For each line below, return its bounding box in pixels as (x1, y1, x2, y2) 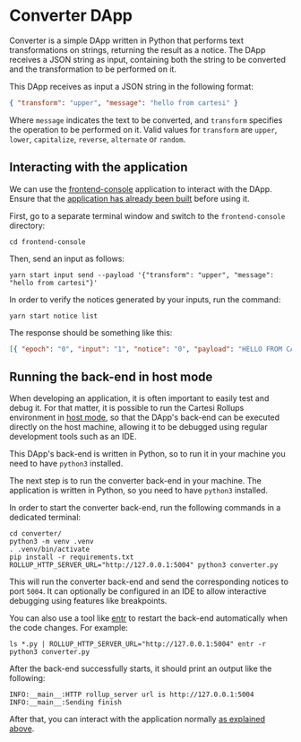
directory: (9, 220, 46, 231)
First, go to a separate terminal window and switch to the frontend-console (9, 210, 286, 221)
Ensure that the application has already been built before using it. (9, 193, 250, 204)
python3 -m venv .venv (9, 537, 94, 546)
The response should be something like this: (9, 327, 173, 337)
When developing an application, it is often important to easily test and (9, 393, 270, 404)
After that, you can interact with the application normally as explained (9, 714, 266, 725)
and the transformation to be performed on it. (9, 64, 177, 74)
